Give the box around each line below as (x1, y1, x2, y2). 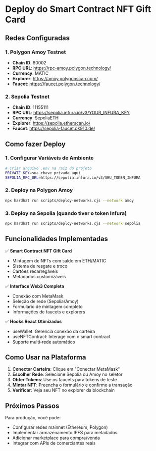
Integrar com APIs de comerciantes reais (12, 440, 96, 446)
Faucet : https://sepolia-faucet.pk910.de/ (12, 125, 96, 132)
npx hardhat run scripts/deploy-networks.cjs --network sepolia (5, 221, 141, 226)
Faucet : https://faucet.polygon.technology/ (12, 81, 101, 87)
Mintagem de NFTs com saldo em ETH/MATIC (12, 257, 106, 263)
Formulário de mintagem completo (12, 303, 83, 309)
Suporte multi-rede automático (12, 339, 75, 345)
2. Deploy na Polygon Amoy (5, 187, 73, 194)
